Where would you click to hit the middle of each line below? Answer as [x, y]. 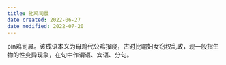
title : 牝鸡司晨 [28, 13]
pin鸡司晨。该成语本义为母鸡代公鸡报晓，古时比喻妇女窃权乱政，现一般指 [110, 47]
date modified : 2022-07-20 [45, 26]
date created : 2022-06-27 [44, 20]
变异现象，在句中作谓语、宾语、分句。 [79, 55]
